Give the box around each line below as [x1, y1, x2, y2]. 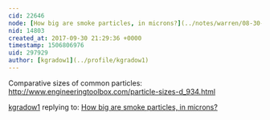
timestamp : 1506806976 [8, 42, 84, 50]
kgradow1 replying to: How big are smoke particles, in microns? [8, 102, 219, 112]
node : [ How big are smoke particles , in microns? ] [8, 19, 182, 27]
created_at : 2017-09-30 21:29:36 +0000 [8, 34, 142, 42]
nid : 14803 [8, 26, 45, 34]
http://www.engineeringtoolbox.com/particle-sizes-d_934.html [8, 86, 215, 96]
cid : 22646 [8, 11, 45, 20]
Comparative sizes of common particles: [8, 78, 143, 88]
